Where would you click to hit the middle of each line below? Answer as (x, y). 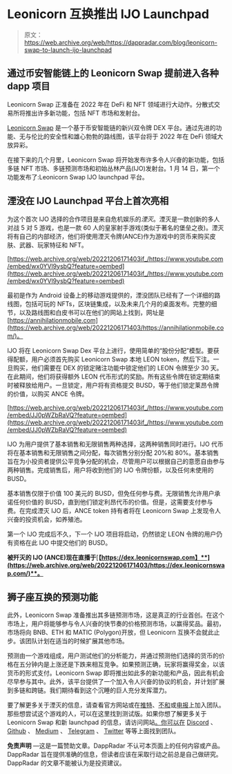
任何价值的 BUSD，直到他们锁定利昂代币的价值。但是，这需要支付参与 (113, 502)
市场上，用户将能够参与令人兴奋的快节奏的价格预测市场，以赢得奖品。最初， (116, 624)
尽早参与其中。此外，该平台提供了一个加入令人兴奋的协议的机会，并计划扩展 (116, 682)
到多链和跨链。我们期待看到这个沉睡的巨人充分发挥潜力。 (89, 690)
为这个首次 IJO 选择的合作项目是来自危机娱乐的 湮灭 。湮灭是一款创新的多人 (114, 219)
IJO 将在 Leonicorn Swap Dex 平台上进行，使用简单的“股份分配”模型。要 (110, 350)
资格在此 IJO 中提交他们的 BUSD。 (62, 542)
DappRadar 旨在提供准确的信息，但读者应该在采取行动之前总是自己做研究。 (115, 755)
